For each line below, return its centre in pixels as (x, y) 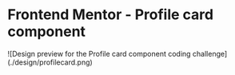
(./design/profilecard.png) (50, 62)
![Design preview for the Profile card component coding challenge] (117, 53)
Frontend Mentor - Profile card (110, 15)
